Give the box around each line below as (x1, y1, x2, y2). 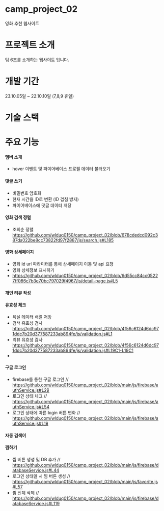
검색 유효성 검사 (12, 320, 43, 326)
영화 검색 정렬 (5, 214, 31, 220)
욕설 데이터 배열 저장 (12, 314, 52, 320)
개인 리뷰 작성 (5, 290, 31, 296)
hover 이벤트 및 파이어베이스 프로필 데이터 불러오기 (12, 166, 110, 172)
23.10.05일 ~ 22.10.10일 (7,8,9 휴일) (5, 93, 74, 99)
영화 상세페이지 (5, 249, 34, 255)
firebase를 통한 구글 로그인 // (12, 376, 69, 382)
